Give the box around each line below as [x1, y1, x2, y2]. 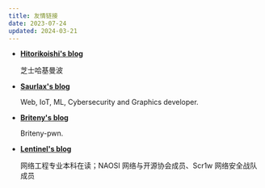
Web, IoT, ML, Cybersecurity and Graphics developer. [19, 98, 200, 107]
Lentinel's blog [19, 144, 72, 154]
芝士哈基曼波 [19, 65, 63, 75]
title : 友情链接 [8, 11, 58, 20]
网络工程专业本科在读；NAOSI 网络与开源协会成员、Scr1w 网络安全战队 [19, 161, 258, 170]
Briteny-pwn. [19, 128, 64, 138]
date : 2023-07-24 [8, 19, 67, 27]
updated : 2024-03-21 [8, 27, 78, 35]
